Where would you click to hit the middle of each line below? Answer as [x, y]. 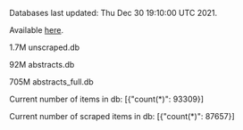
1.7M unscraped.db [45, 47]
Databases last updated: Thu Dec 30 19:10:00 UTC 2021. [113, 13]
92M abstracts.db [42, 65]
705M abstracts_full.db [51, 82]
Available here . [37, 30]
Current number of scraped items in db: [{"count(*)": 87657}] [122, 116]
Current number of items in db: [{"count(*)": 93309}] [106, 99]
